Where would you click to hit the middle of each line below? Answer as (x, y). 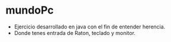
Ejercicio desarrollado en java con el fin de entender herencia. (90, 27)
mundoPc (30, 10)
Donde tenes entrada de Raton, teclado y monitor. (75, 33)
